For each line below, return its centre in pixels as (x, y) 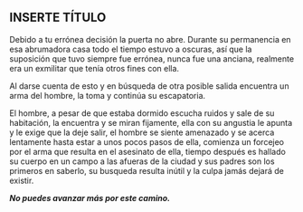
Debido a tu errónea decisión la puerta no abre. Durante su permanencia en (150, 39)
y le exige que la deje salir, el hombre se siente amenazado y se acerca (142, 132)
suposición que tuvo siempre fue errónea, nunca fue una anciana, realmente (152, 58)
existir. (22, 180)
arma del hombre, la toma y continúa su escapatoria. (108, 95)
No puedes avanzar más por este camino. (90, 198)
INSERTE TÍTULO (58, 18)
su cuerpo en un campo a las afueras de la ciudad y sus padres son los (142, 161)
